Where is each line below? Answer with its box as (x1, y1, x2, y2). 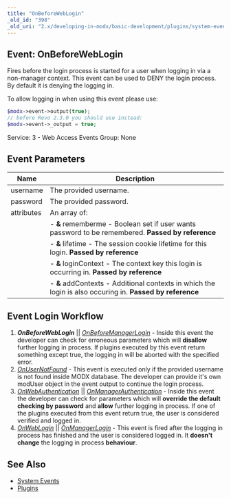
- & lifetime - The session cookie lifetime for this (49, 238, 208, 248)
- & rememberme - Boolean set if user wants (49, 218, 196, 228)
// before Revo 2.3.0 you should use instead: (7, 114, 143, 121)
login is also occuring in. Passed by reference (49, 287, 199, 296)
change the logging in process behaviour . (16, 438, 137, 447)
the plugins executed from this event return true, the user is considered (16, 409, 219, 418)
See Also (7, 458, 46, 470)
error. (16, 358, 33, 366)
